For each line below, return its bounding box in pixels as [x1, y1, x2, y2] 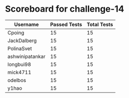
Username [14, 21, 39, 28]
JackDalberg [7, 37, 37, 44]
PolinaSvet [7, 45, 32, 52]
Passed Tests [50, 21, 82, 28]
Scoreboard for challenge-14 [5, 3, 125, 15]
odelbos [7, 77, 26, 83]
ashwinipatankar [7, 53, 45, 59]
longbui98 [7, 61, 31, 68]
